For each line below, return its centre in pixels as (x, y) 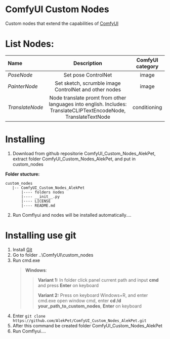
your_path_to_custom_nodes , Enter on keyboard (90, 306)
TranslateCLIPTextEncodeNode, (88, 110)
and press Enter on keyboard (68, 285)
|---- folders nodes (43, 192)
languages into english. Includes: (88, 104)
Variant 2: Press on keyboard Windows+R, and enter (93, 295)
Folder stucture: (23, 174)
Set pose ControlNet (88, 75)
